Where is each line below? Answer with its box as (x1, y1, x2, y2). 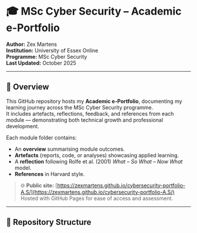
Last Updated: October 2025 (6, 59, 76, 66)
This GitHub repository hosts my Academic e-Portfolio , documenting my (6, 98, 183, 105)
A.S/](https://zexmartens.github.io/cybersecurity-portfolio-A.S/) (20, 188, 175, 195)
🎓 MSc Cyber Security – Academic (6, 5, 182, 18)
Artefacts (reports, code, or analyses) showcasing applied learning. (14, 151, 179, 159)
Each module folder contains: (6, 134, 77, 141)
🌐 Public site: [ (20, 182, 57, 189)
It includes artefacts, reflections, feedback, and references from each (6, 110, 174, 117)
